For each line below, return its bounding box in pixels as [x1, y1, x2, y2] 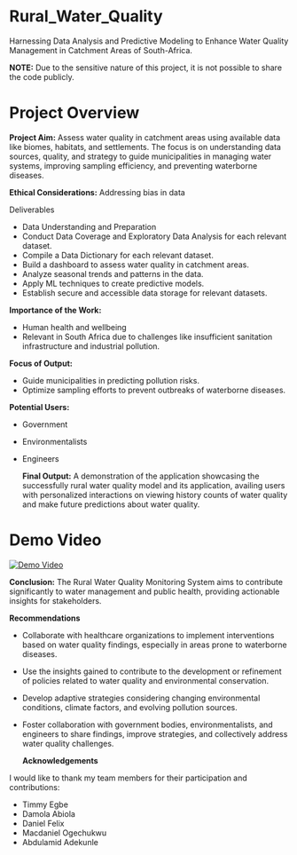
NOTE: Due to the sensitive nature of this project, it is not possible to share [9, 62, 282, 73]
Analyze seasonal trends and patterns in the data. [21, 268, 204, 279]
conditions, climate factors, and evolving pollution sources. [21, 701, 238, 712]
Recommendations [9, 613, 81, 623]
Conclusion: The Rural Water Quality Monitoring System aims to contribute [9, 576, 284, 587]
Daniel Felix [21, 818, 65, 828]
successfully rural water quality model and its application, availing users [21, 479, 285, 490]
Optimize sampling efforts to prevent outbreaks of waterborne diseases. [21, 384, 286, 395]
